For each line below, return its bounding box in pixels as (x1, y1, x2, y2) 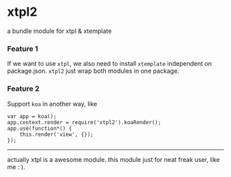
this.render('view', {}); (19, 131, 94, 138)
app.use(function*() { (7, 125, 72, 132)
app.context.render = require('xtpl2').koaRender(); (7, 119, 162, 126)
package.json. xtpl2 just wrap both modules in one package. (7, 67, 180, 75)
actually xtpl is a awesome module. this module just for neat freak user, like (7, 155, 220, 163)
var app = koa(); (7, 113, 57, 120)
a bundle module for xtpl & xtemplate (7, 27, 112, 35)
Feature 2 (7, 84, 40, 93)
